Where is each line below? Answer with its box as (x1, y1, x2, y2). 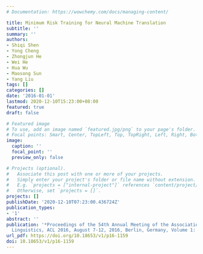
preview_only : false (11, 154, 63, 160)
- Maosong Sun (6, 70, 42, 76)
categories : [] (6, 87, 45, 94)
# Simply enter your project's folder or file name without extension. (6, 177, 196, 183)
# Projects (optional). (6, 165, 66, 171)
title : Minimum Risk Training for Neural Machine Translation (6, 19, 166, 26)
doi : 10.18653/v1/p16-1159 (6, 238, 74, 245)
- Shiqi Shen (6, 42, 39, 48)
